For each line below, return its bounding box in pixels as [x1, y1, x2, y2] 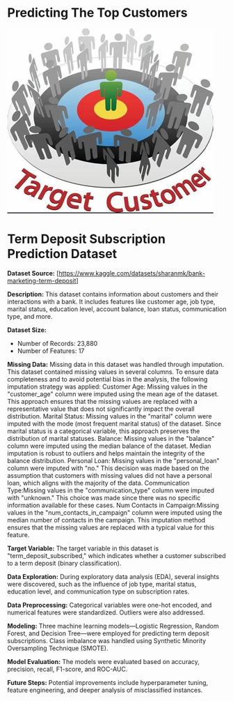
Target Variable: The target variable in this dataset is [7, 544, 159, 552]
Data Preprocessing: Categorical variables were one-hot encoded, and [7, 601, 212, 609]
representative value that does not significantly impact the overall [7, 405, 195, 413]
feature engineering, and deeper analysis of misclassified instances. [7, 686, 203, 694]
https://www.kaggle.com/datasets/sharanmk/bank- [58, 269, 205, 277]
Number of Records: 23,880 [17, 339, 98, 347]
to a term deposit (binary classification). [7, 559, 122, 567]
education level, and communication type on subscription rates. [7, 587, 190, 596]
